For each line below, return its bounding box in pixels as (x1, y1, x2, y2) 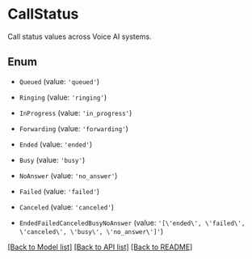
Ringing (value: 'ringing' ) (19, 92, 107, 102)
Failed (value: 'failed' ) (19, 186, 100, 196)
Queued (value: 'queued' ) (19, 76, 100, 86)
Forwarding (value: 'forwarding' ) (19, 123, 128, 134)
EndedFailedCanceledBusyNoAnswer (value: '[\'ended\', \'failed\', (19, 218, 246, 227)
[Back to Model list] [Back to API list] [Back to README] (7, 242, 193, 252)
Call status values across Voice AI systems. (7, 32, 152, 41)
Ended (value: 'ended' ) (19, 139, 93, 149)
